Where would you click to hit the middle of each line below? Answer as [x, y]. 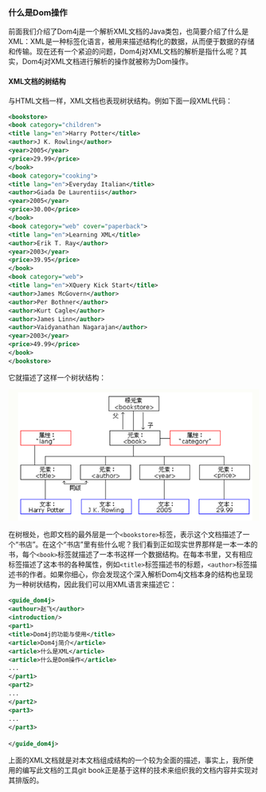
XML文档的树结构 [37, 81]
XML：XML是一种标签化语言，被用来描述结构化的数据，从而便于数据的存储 [131, 42]
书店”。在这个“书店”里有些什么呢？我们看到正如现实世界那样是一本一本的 [138, 544]
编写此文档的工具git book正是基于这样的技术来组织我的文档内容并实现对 [140, 770]
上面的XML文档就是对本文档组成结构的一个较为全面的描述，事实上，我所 [127, 760]
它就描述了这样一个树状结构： [57, 377]
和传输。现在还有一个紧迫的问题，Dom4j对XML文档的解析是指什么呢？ [124, 52]
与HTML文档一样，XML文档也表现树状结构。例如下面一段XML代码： [121, 101]
